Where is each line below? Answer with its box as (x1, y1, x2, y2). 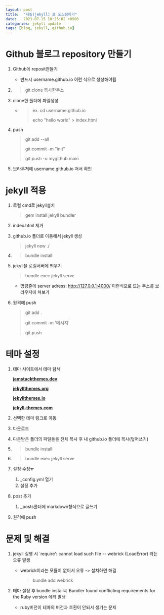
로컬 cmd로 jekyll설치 (12, 202, 55, 208)
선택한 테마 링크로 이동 (12, 415, 57, 421)
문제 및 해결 (5, 534, 50, 545)
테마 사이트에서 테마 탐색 (12, 366, 61, 372)
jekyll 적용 (5, 185, 46, 196)
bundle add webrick (32, 577, 73, 583)
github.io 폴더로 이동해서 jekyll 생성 (12, 233, 82, 239)
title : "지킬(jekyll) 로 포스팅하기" (5, 12, 77, 17)
